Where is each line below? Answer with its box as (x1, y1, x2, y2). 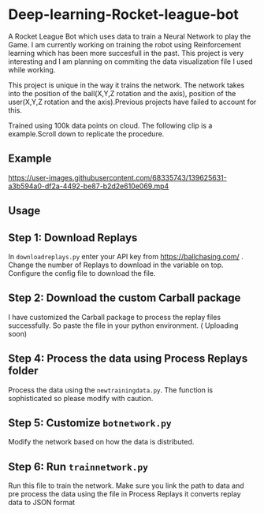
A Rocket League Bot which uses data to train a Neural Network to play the (8, 32, 251, 41)
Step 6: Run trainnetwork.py (8, 459, 148, 474)
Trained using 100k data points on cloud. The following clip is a (8, 121, 213, 130)
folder (8, 364, 39, 377)
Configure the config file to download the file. (8, 268, 156, 277)
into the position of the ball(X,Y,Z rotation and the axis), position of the (8, 88, 236, 98)
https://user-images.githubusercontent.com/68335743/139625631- (8, 173, 227, 182)
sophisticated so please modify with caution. (8, 393, 154, 403)
